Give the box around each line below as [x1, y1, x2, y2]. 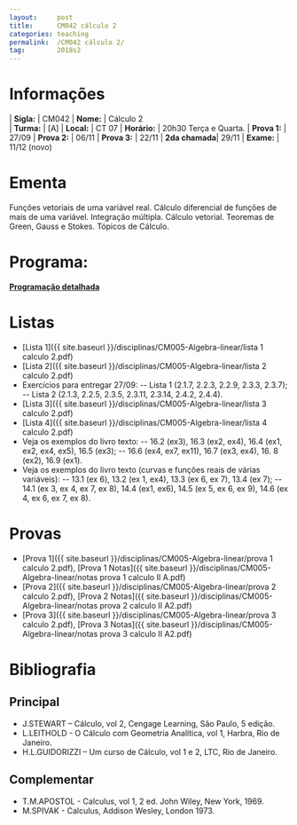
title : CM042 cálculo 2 [9, 21, 117, 30]
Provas [9, 524, 62, 544]
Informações [9, 84, 106, 105]
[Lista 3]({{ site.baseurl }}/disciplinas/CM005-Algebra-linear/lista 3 [21, 398, 268, 409]
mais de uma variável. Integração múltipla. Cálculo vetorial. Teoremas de [9, 212, 275, 222]
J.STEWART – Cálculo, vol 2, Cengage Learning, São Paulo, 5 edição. [21, 718, 276, 728]
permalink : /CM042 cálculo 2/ [9, 37, 125, 47]
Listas [9, 312, 55, 333]
